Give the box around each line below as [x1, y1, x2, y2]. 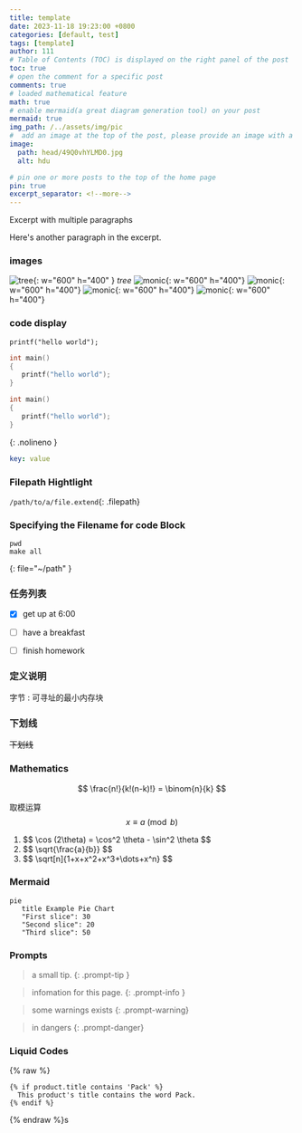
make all [9, 547, 42, 557]
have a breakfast [22, 627, 86, 638]
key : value [9, 454, 51, 463]
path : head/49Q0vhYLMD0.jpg [17, 148, 124, 157]
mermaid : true [9, 114, 63, 123]
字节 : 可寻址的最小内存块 [9, 692, 104, 703]
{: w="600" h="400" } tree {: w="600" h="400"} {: [33, 275, 285, 286]
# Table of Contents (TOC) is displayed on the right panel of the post [9, 55, 289, 64]
